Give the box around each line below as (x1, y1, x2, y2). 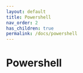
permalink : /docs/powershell (6, 31, 78, 37)
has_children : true (6, 25, 54, 31)
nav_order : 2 (6, 20, 38, 26)
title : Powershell (6, 14, 51, 20)
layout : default (6, 8, 46, 15)
